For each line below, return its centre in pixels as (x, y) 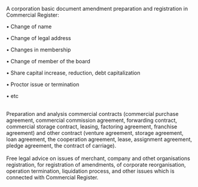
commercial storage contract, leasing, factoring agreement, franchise (92, 127)
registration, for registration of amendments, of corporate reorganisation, (96, 165)
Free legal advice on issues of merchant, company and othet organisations (98, 158)
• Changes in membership (39, 50)
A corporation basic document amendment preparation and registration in (97, 9)
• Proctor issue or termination (43, 84)
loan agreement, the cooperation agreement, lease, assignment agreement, (99, 139)
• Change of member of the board (48, 61)
